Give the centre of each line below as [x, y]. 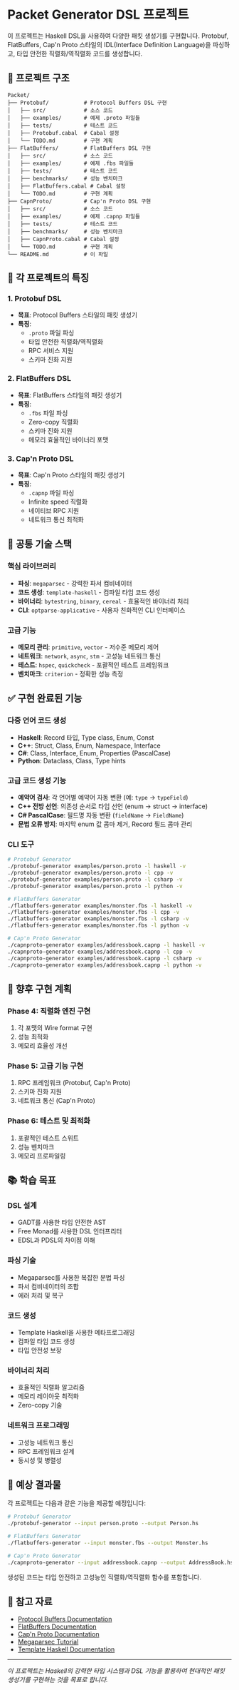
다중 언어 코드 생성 [37, 721]
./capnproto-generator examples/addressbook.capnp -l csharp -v [105, 958]
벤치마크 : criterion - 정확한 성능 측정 [70, 674]
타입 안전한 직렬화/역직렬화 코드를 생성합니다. [80, 54]
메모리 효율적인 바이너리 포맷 [68, 439]
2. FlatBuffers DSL [39, 379]
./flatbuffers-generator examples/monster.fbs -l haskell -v [100, 906]
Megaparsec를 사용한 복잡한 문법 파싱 [71, 1277]
